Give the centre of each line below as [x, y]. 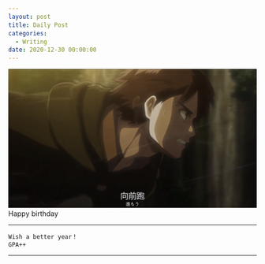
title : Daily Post [38, 25]
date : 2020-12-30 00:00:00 [52, 50]
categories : [28, 33]
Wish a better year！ [43, 237]
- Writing [31, 42]
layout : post [30, 17]
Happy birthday [34, 214]
